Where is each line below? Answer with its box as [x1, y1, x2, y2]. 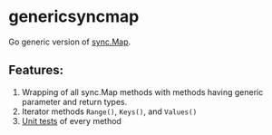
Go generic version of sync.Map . [8, 36, 131, 47]
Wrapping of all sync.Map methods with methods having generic [21, 86, 264, 97]
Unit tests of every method [21, 115, 121, 126]
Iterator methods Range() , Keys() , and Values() [21, 106, 198, 117]
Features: [8, 63, 64, 78]
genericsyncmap [8, 6, 140, 27]
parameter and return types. [21, 96, 128, 107]
